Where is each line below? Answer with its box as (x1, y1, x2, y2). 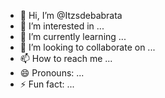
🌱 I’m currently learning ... (19, 31, 127, 42)
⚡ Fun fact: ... (19, 78, 75, 90)
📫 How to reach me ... (19, 53, 113, 64)
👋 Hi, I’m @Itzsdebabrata (19, 10, 123, 21)
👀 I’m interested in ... (19, 20, 105, 32)
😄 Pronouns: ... (19, 67, 85, 79)
